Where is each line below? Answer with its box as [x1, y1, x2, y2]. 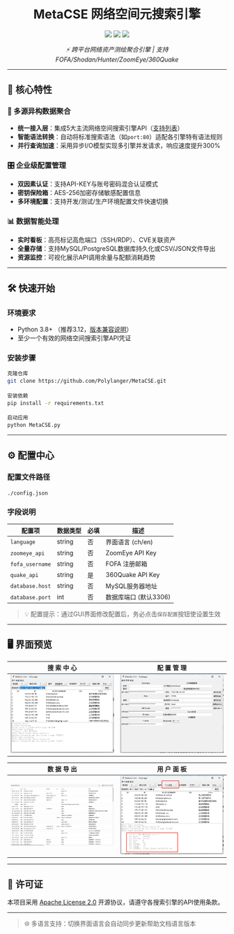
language [10, 539, 36, 546]
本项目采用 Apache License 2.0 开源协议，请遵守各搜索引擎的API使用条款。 [7, 898, 224, 907]
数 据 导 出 [47, 765, 77, 773]
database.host [10, 583, 52, 590]
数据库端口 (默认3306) [105, 593, 171, 601]
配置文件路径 [7, 472, 51, 482]
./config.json [7, 490, 49, 497]
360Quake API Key [105, 571, 160, 579]
